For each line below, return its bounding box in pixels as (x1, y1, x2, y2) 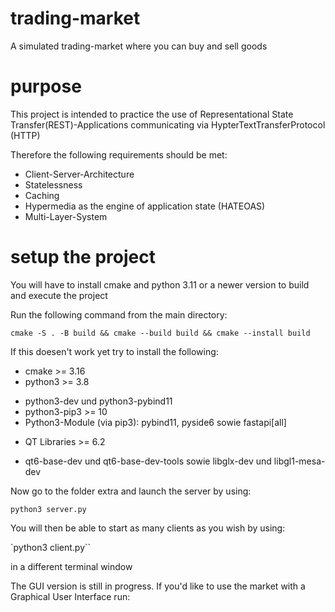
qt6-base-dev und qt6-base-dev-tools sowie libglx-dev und (24, 455, 272, 467)
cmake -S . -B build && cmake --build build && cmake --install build (10, 328, 311, 338)
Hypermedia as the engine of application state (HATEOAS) (24, 200, 266, 212)
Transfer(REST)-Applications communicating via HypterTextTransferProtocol (10, 118, 326, 131)
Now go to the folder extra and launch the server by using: (10, 485, 252, 497)
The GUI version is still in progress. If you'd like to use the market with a (10, 580, 306, 592)
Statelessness (24, 178, 83, 191)
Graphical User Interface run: (10, 590, 131, 602)
